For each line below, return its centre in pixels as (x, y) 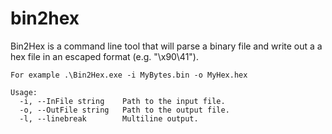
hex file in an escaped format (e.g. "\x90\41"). (104, 56)
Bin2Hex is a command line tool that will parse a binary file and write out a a (166, 46)
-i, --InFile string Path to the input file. (122, 101)
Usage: (24, 92)
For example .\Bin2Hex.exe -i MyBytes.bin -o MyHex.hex (129, 75)
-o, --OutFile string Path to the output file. (124, 110)
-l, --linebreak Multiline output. (109, 118)
